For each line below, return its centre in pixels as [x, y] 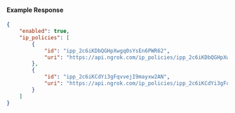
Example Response [35, 10]
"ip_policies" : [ [45, 38]
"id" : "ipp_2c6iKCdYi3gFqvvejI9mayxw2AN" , [107, 77]
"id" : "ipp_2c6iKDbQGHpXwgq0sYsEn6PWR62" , [107, 51]
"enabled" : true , [45, 32]
